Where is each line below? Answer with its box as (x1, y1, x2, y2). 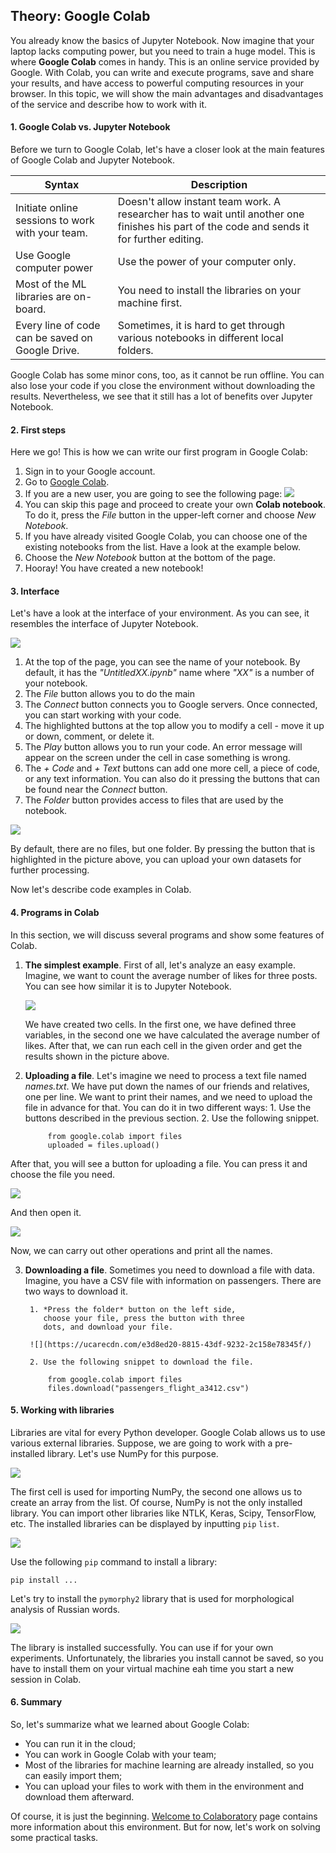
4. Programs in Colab (10, 907, 100, 919)
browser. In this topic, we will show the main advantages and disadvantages (10, 87, 324, 99)
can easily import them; (24, 1770, 123, 1782)
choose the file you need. (10, 1168, 115, 1180)
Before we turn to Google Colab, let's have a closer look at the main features (10, 144, 325, 156)
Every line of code (15, 319, 101, 333)
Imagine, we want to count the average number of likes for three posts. (24, 969, 318, 981)
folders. (117, 344, 154, 358)
